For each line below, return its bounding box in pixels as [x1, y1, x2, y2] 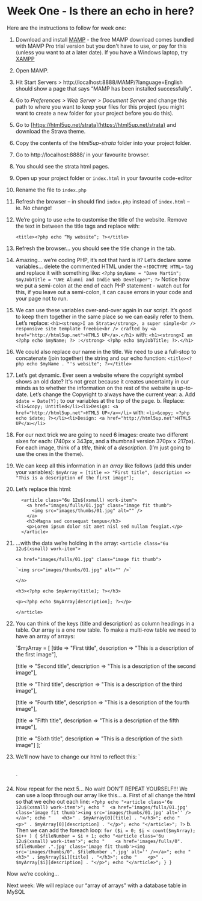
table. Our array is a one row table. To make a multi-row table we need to [15, 626, 197, 633]
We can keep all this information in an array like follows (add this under [15, 462, 192, 469]
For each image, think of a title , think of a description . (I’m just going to [15, 444, 191, 451]
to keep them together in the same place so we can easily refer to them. [15, 313, 194, 320]
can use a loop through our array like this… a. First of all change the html [15, 791, 195, 798]
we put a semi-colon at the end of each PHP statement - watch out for [15, 282, 190, 289]
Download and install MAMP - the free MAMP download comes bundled [15, 36, 194, 43]
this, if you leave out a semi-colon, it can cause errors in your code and [15, 288, 192, 295]
